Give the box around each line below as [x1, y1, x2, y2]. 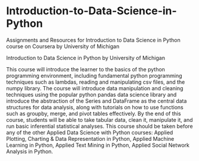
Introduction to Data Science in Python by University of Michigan [6, 54, 166, 61]
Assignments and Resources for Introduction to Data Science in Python [6, 36, 181, 43]
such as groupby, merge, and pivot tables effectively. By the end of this [6, 110, 181, 117]
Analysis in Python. [6, 147, 54, 155]
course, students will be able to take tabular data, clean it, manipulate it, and [6, 116, 193, 123]
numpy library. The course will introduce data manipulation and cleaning [6, 84, 184, 91]
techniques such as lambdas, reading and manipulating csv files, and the [6, 78, 185, 86]
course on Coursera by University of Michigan [6, 43, 120, 50]
